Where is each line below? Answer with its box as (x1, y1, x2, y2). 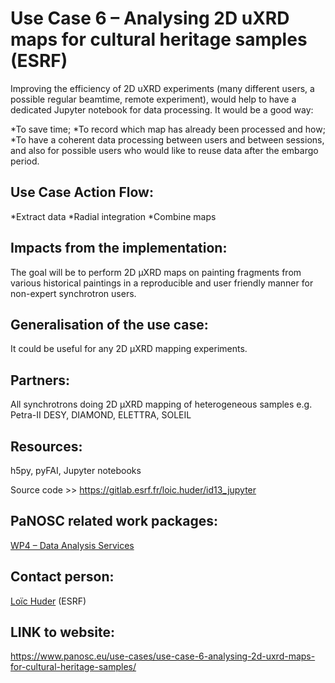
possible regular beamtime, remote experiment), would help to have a (10, 93, 297, 105)
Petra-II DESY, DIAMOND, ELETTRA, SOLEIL (10, 409, 192, 421)
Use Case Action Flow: (10, 184, 154, 201)
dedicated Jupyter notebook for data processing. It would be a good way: (10, 103, 314, 116)
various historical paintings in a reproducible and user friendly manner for (10, 277, 314, 289)
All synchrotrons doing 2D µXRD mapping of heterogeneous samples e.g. (10, 398, 313, 411)
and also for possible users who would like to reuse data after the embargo (10, 144, 319, 156)
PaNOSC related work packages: (10, 513, 219, 530)
